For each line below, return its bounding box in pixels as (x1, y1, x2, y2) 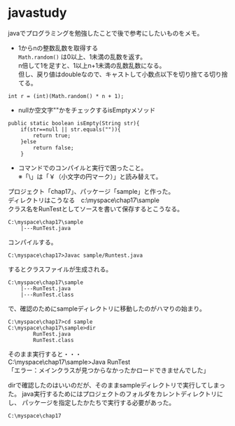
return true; (33, 132, 71, 139)
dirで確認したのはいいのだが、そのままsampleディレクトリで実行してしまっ (8, 381, 226, 389)
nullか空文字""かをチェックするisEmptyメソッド (17, 106, 156, 114)
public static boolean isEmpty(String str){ (8, 120, 140, 127)
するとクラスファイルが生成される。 (8, 264, 113, 274)
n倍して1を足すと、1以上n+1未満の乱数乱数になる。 (17, 61, 166, 69)
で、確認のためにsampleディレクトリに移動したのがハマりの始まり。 (8, 304, 206, 313)
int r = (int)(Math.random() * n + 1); (8, 92, 124, 99)
